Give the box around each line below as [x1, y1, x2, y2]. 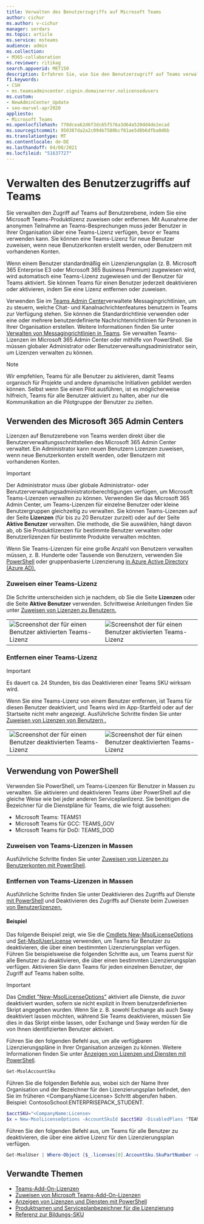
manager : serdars [6, 26, 50, 32]
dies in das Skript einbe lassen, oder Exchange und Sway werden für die [6, 1019, 188, 1026]
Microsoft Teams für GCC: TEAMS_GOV [15, 820, 115, 827]
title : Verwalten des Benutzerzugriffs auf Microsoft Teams [6, 9, 162, 15]
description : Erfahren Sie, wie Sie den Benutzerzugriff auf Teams [6, 71, 181, 77]
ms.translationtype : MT [6, 133, 67, 140]
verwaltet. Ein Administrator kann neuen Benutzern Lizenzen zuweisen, [6, 445, 185, 453]
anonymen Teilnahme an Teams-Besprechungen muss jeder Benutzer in [6, 222, 187, 230]
